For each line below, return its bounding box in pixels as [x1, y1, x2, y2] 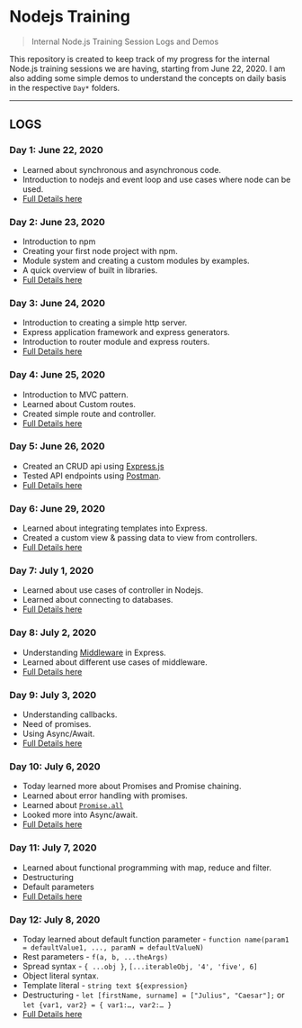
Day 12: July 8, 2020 [9, 913, 101, 925]
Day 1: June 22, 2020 [9, 144, 103, 157]
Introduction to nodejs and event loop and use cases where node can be [22, 174, 291, 185]
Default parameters [22, 881, 94, 892]
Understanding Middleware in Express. [22, 647, 166, 658]
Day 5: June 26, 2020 [9, 440, 105, 452]
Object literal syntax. [22, 970, 99, 981]
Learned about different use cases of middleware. [22, 656, 209, 668]
